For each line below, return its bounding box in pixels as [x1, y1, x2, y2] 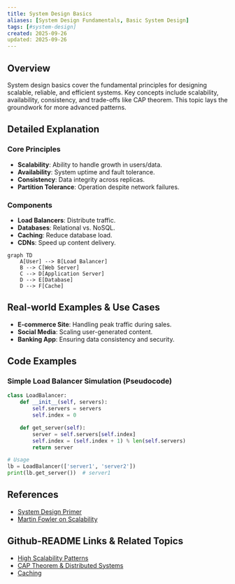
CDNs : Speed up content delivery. [17, 238, 117, 246]
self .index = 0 [32, 412, 77, 419]
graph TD [7, 251, 33, 259]
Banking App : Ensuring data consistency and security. [17, 335, 175, 343]
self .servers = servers [32, 405, 101, 412]
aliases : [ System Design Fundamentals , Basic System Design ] [7, 17, 190, 24]
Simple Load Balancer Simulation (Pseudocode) [7, 376, 173, 386]
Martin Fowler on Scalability [17, 515, 98, 523]
